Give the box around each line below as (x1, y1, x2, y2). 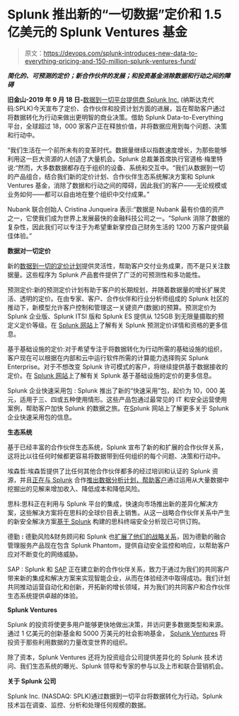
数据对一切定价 (7, 246, 51, 255)
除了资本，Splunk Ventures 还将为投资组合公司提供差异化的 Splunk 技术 (7, 652, 217, 662)
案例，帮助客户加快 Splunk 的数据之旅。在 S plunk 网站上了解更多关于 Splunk (7, 404, 230, 412)
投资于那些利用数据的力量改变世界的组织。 (7, 637, 132, 646)
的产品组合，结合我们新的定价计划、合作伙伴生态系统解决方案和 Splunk (7, 172, 216, 180)
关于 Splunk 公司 (7, 676, 57, 685)
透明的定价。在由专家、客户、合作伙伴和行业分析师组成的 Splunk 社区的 (19, 294, 230, 303)
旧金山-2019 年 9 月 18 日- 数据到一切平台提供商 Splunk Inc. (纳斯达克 (7, 95, 209, 103)
